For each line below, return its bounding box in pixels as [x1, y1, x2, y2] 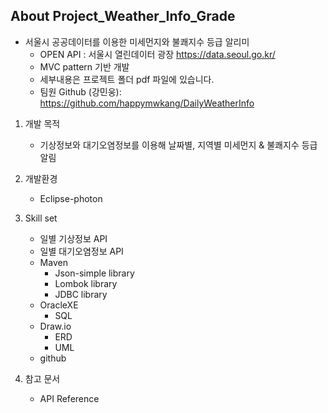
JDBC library [54, 288, 108, 300]
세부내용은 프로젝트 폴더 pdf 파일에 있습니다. [39, 73, 215, 85]
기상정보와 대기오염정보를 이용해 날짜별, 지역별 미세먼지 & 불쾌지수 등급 [39, 139, 318, 151]
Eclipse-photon [39, 192, 103, 204]
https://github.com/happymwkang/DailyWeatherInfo [39, 97, 255, 109]
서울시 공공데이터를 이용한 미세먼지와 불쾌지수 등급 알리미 [24, 35, 250, 48]
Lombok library [54, 277, 118, 289]
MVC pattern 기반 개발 [39, 60, 130, 73]
